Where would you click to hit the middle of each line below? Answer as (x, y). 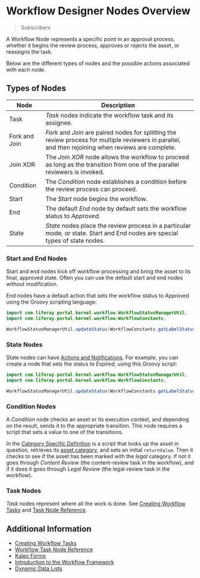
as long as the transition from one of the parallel (112, 164)
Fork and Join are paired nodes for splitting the (111, 132)
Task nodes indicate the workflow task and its (110, 115)
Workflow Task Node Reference (54, 549)
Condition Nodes (31, 406)
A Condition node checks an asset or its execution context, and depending (98, 419)
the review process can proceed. (91, 189)
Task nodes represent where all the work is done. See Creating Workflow (96, 504)
